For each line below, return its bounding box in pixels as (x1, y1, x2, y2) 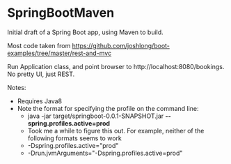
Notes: (7, 83, 26, 91)
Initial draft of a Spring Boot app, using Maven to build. (7, 28, 164, 36)
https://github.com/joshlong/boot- (72, 41, 170, 50)
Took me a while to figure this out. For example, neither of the (27, 126, 205, 135)
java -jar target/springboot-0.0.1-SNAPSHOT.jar (27, 112, 164, 120)
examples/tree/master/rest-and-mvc (7, 49, 112, 57)
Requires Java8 (17, 96, 63, 105)
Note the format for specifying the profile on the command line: (17, 104, 200, 112)
